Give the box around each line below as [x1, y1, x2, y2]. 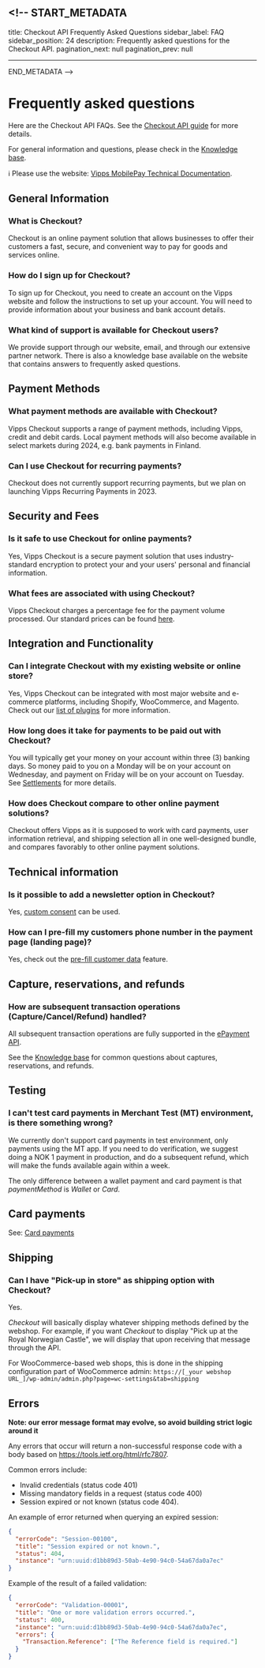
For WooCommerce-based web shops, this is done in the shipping [8, 1358, 223, 1368]
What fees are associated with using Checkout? [8, 588, 196, 599]
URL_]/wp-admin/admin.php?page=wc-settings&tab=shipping [8, 1375, 200, 1384]
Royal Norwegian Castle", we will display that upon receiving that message [8, 1335, 251, 1344]
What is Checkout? [8, 216, 83, 227]
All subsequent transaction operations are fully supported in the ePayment [8, 1029, 250, 1038]
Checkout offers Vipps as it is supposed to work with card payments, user [8, 826, 248, 835]
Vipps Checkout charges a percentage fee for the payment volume [8, 606, 226, 615]
